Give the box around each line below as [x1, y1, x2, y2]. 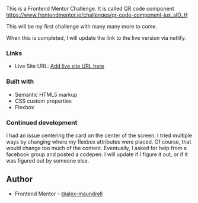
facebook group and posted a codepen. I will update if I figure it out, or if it [6, 151, 188, 158]
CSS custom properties [14, 97, 72, 104]
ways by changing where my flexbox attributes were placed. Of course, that [6, 138, 191, 145]
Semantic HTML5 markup [14, 91, 78, 98]
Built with [6, 77, 34, 85]
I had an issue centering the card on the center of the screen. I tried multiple [6, 132, 193, 139]
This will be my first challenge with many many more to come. [6, 23, 157, 30]
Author [6, 175, 33, 185]
